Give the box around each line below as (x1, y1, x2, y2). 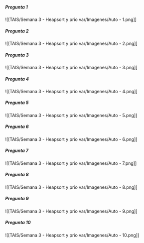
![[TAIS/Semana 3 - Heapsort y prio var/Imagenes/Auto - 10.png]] (5, 232, 140, 238)
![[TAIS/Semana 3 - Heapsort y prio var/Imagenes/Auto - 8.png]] (5, 184, 138, 190)
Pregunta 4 (5, 76, 29, 82)
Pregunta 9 (5, 196, 29, 202)
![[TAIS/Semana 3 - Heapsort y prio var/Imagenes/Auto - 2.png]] (5, 40, 138, 46)
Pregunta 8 (5, 172, 29, 178)
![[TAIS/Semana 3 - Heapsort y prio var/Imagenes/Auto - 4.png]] (5, 88, 138, 94)
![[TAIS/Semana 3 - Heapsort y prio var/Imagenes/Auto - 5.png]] (5, 112, 138, 118)
